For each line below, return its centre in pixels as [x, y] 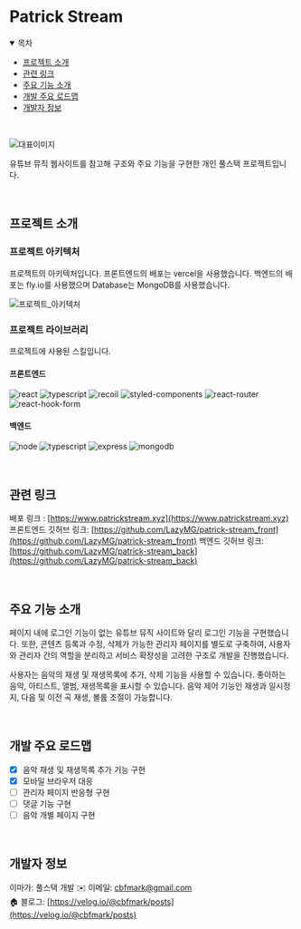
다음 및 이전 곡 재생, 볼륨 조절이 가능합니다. [97, 697]
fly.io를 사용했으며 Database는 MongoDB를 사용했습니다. [128, 285]
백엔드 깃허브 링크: [231, 541]
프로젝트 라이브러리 [49, 330]
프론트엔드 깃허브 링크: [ [52, 530]
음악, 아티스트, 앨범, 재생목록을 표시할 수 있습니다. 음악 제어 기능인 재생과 [138, 685]
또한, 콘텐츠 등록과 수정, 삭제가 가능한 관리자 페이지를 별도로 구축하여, [144, 644]
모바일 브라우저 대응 [57, 780]
